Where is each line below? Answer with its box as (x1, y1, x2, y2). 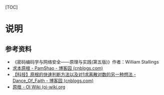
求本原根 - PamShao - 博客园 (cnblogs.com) (12, 65, 103, 71)
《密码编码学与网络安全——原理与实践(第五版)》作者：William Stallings (12, 59, 159, 64)
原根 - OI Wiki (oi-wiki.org (12, 84, 65, 89)
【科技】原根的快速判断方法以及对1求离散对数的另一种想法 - (12, 71, 136, 77)
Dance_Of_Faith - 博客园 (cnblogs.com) (12, 77, 94, 83)
